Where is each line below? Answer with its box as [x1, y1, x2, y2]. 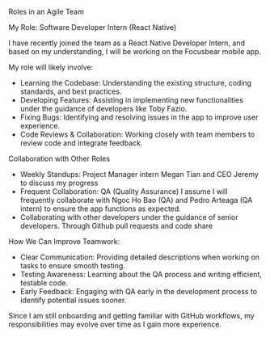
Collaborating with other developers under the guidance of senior [19, 213, 238, 221]
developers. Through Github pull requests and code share [19, 221, 213, 230]
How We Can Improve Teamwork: [8, 237, 120, 246]
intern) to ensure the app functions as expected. [19, 204, 182, 213]
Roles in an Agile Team [8, 7, 85, 16]
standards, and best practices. [19, 86, 122, 96]
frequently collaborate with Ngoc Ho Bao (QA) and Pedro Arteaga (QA [19, 196, 253, 204]
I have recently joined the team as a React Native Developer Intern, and [8, 38, 245, 48]
